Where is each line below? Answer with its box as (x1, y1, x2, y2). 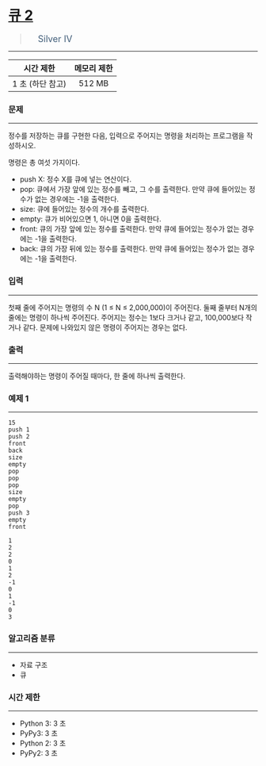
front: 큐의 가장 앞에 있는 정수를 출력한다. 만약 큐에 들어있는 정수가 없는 (19, 224, 240, 234)
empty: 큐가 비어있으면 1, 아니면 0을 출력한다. (19, 214, 161, 224)
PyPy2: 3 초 (19, 748, 58, 757)
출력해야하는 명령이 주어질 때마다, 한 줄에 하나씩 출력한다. (8, 371, 186, 381)
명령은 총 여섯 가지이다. (8, 158, 81, 167)
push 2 (8, 433, 30, 441)
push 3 (8, 509, 30, 517)
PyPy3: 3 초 (19, 728, 58, 737)
